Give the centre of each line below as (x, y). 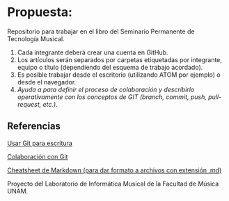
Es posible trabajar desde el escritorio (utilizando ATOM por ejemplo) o (119, 75)
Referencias (34, 126)
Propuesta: (40, 12)
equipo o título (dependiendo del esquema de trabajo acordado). (110, 67)
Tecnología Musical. (36, 38)
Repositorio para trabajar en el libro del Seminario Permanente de (101, 31)
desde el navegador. (47, 82)
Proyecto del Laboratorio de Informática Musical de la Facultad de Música (113, 184)
